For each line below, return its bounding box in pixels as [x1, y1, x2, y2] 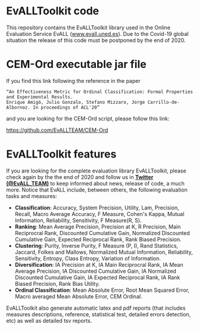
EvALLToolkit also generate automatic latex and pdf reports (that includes [6, 304, 186, 312]
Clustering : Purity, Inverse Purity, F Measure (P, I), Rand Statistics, [14, 242, 179, 249]
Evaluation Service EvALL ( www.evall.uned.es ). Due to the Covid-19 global [6, 30, 189, 37]
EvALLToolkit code [6, 4, 99, 18]
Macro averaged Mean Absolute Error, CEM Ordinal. [14, 292, 142, 300]
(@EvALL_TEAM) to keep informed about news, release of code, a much [6, 180, 185, 187]
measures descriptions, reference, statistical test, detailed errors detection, [6, 310, 191, 317]
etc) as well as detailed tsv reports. [6, 317, 92, 324]
